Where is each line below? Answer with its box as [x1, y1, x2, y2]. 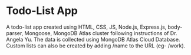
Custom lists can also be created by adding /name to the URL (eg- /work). [6, 42, 186, 49]
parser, [6, 29, 24, 36]
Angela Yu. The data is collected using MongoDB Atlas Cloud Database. [6, 36, 180, 43]
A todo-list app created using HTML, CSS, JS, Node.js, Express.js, [6, 23, 167, 30]
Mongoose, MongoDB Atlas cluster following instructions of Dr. [24, 29, 177, 36]
